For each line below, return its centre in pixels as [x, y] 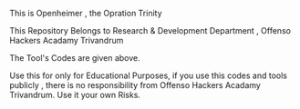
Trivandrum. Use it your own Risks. [75, 95]
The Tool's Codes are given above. [75, 58]
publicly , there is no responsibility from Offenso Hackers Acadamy [135, 85]
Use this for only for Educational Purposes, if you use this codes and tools [149, 75]
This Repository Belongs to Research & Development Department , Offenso [150, 30]
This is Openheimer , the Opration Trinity [86, 13]
